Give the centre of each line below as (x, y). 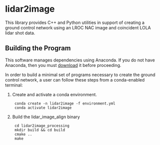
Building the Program (38, 48)
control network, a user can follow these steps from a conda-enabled (75, 80)
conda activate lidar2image (43, 108)
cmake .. (23, 134)
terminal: (14, 85)
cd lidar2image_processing (42, 125)
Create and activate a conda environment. (54, 94)
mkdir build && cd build (40, 130)
